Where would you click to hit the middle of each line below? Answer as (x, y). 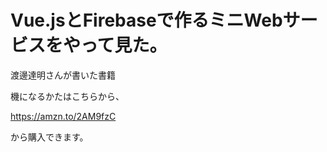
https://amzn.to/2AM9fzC (63, 116)
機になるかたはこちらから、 (67, 96)
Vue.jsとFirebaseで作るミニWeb (146, 20)
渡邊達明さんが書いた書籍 (63, 75)
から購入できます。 (49, 137)
